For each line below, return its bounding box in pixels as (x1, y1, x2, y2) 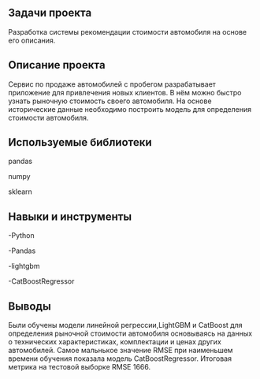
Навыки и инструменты (8, 210, 132, 223)
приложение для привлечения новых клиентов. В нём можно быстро (8, 87, 242, 97)
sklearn (8, 187, 33, 196)
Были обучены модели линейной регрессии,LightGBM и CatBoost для (8, 321, 243, 330)
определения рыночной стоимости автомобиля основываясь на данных (8, 329, 253, 338)
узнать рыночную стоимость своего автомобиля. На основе (8, 96, 212, 106)
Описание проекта (8, 58, 106, 72)
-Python (8, 231, 35, 240)
